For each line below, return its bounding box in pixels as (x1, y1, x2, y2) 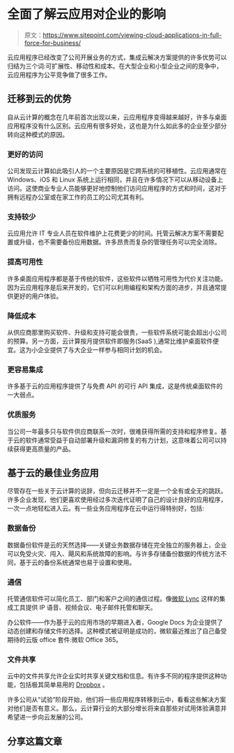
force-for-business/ (24, 38, 81, 47)
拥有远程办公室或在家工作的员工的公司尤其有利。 (7, 193, 148, 201)
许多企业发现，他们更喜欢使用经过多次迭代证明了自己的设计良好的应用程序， (7, 495, 227, 504)
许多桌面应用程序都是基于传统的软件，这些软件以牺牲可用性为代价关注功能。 (7, 274, 227, 283)
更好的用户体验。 (13, 291, 63, 300)
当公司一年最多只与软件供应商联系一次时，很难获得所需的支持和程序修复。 (7, 427, 221, 435)
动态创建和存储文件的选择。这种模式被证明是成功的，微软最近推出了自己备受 (7, 627, 227, 635)
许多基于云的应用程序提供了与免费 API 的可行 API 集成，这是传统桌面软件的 (7, 382, 223, 390)
